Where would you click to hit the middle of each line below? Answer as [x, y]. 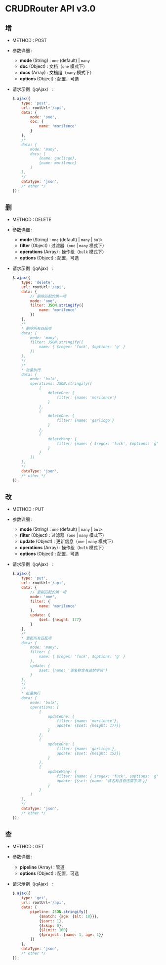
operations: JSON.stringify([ [61, 384]
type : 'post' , [36, 103]
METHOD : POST [29, 40]
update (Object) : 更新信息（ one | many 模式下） [68, 541]
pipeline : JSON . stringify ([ [59, 912]
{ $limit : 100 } [53, 930]
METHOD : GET [28, 847]
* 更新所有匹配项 [37, 638]
